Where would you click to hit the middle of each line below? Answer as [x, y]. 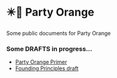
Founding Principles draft [47, 68]
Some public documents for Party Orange [58, 33]
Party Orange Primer [41, 62]
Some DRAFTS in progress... [49, 48]
